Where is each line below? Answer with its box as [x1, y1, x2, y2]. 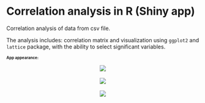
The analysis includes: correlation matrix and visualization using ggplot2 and [6, 36, 199, 44]
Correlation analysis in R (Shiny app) [6, 4, 195, 18]
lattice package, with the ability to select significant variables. [6, 43, 166, 50]
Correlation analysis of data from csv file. [6, 25, 111, 32]
